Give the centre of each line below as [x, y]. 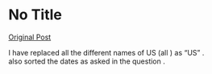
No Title [35, 15]
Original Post [30, 37]
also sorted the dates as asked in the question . [87, 61]
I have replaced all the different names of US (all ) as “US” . [106, 52]
